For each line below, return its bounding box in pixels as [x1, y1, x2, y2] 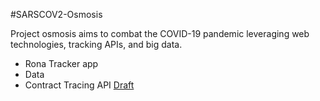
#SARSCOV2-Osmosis [10, 9, 103, 20]
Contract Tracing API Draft [24, 79, 135, 91]
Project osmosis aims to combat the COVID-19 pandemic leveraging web [10, 28, 310, 39]
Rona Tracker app [24, 58, 99, 69]
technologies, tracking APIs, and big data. [10, 39, 183, 50]
